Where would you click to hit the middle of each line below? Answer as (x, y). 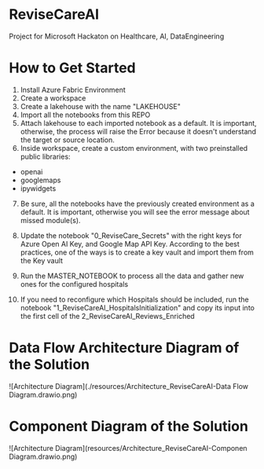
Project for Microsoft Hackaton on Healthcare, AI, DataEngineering (117, 36)
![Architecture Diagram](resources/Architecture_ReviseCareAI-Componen (128, 448)
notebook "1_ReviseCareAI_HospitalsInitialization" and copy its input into (137, 307)
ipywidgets (38, 188)
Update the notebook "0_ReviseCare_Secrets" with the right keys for (131, 235)
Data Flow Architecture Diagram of (124, 348)
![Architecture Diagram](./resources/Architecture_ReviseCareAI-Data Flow (129, 386)
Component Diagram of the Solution (128, 427)
